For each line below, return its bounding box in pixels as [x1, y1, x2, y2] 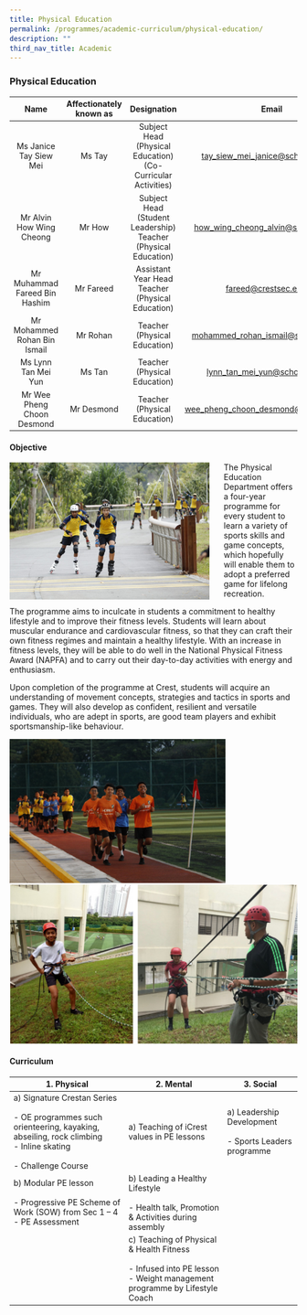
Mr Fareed [74, 283, 114, 294]
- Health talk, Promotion [128, 1202, 219, 1213]
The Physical [223, 462, 272, 473]
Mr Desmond [69, 403, 119, 415]
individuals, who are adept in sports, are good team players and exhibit [9, 711, 277, 722]
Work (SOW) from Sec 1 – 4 [13, 1207, 119, 1218]
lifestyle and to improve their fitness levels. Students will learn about [9, 615, 267, 626]
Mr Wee [21, 389, 51, 400]
